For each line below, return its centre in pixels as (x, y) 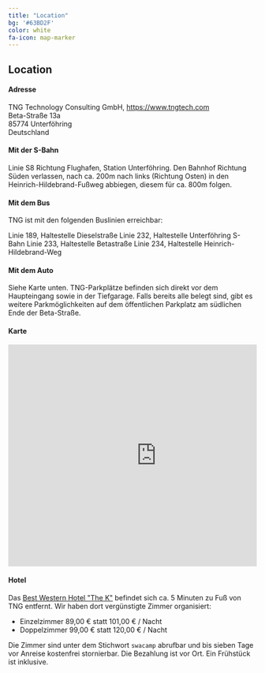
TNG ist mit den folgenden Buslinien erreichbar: (86, 220)
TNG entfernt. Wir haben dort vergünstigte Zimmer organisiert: (110, 606)
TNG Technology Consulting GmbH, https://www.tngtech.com (109, 107)
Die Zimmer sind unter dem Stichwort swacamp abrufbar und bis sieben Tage (131, 645)
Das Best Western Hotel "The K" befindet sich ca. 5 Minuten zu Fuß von (125, 597)
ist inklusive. (28, 662)
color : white (30, 30)
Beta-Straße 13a (34, 115)
